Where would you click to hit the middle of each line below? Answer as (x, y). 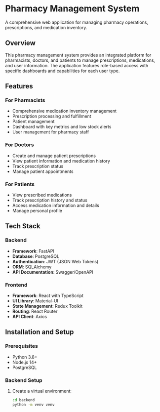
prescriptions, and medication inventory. (46, 27)
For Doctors (20, 145)
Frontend (16, 285)
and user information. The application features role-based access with (77, 65)
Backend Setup (24, 380)
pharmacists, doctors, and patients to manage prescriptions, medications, (80, 60)
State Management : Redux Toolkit (47, 306)
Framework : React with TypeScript (48, 296)
